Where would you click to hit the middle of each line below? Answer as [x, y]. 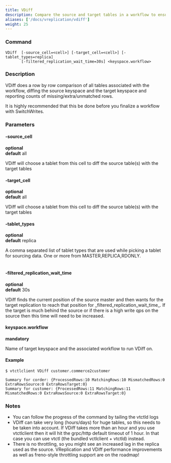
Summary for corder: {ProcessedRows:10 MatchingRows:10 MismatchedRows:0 [85, 380]
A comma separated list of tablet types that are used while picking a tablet [83, 250]
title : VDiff [19, 10]
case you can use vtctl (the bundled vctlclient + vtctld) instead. [79, 439]
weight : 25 [17, 24]
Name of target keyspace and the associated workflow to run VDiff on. [79, 349]
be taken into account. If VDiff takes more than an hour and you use [84, 428]
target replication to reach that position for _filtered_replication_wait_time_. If [85, 305]
